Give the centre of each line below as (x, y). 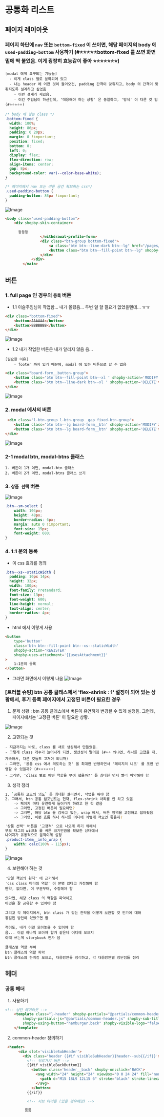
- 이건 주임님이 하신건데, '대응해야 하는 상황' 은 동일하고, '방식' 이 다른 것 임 (86, 100)
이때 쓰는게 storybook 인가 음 (33, 938)
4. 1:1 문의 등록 (21, 551)
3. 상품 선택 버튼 (22, 486)
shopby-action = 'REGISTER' (40, 650)
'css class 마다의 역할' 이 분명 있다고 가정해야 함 (51, 883)
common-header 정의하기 (38, 1037)
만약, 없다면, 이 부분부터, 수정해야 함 (39, 889)
